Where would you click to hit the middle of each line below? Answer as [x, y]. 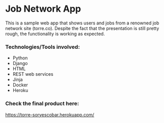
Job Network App [43, 9]
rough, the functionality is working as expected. [55, 34]
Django [20, 64]
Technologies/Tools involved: [43, 47]
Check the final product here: [42, 104]
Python [20, 58]
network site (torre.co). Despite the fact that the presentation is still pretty [82, 28]
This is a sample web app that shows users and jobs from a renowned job [82, 23]
